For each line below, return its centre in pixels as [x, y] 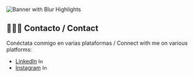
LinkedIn [26, 61]
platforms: [19, 49]
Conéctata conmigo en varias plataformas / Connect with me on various [97, 43]
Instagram [28, 67]
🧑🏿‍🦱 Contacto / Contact [53, 28]
